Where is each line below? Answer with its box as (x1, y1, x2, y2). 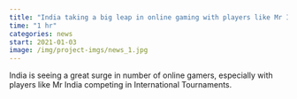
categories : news (9, 29, 73, 38)
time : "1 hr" (9, 21, 57, 30)
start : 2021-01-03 (9, 37, 77, 47)
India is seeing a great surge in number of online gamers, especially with (9, 70, 273, 80)
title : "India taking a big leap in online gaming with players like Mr (9, 12, 283, 22)
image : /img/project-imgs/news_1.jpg (9, 46, 148, 55)
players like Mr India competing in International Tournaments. (9, 80, 232, 90)
